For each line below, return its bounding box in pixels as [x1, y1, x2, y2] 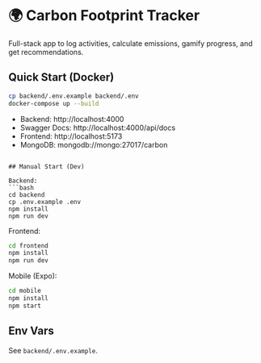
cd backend [8, 190, 45, 198]
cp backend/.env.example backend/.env [8, 92, 139, 100]
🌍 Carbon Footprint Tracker [8, 6, 200, 25]
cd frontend [8, 241, 48, 250]
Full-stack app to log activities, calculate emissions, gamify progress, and [8, 38, 253, 48]
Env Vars [8, 324, 54, 338]
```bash [8, 183, 35, 192]
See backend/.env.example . [8, 345, 99, 355]
